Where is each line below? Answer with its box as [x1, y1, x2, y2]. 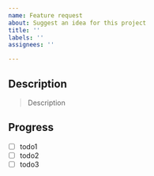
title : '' [8, 26, 41, 34]
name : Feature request [8, 11, 83, 20]
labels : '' [8, 33, 44, 42]
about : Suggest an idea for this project [8, 19, 147, 27]
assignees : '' [8, 41, 55, 49]
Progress [8, 121, 54, 134]
